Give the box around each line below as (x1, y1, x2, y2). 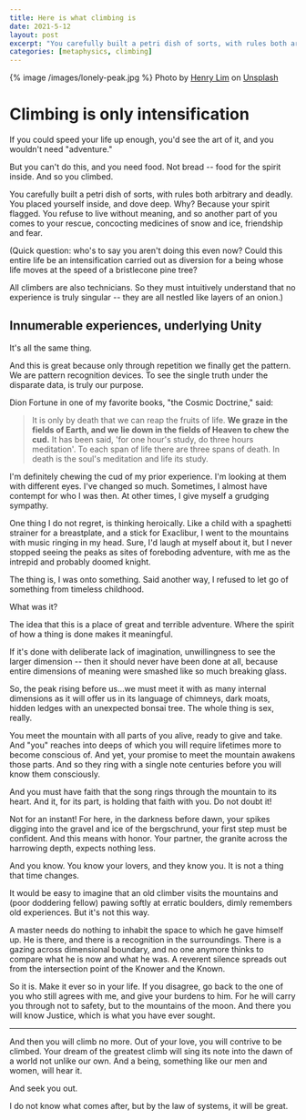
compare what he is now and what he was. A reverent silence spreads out (9, 953, 287, 964)
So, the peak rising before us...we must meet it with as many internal (9, 683, 267, 694)
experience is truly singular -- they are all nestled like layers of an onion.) (9, 292, 284, 303)
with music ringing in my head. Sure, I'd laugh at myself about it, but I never (9, 536, 293, 547)
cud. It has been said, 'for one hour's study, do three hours (31, 433, 254, 444)
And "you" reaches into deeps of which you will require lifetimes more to (9, 739, 282, 750)
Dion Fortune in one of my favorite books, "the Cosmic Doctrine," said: (9, 397, 273, 408)
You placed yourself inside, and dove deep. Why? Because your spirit (9, 199, 270, 209)
